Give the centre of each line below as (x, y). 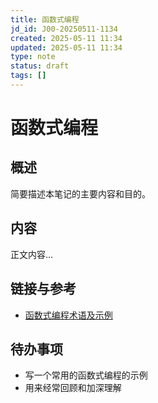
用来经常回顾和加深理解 (73, 388)
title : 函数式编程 (45, 19)
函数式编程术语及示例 (68, 315)
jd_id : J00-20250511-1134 (64, 29)
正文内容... (32, 254)
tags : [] (28, 76)
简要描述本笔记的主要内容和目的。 (80, 193)
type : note (33, 57)
